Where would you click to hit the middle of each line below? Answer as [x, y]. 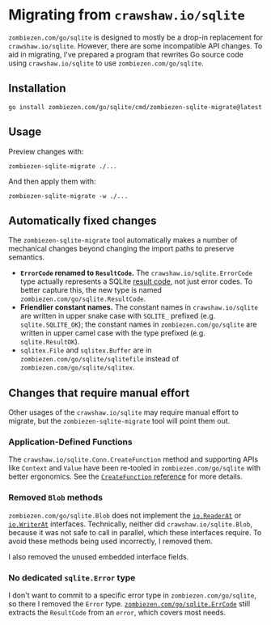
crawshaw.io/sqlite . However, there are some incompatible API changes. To [135, 45]
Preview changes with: [46, 151]
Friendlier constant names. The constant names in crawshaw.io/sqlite [139, 307]
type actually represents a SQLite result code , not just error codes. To [136, 281]
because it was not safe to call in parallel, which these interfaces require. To [135, 532]
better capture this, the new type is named [91, 290]
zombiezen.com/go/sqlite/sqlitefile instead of [100, 359]
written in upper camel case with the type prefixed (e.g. [113, 333]
